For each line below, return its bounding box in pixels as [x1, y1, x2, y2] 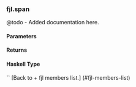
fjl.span [6, 5, 30, 13]
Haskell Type [6, 60, 40, 68]
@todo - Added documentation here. [6, 19, 99, 26]
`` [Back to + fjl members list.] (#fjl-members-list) [6, 74, 130, 81]
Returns [6, 46, 28, 54]
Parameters [6, 32, 37, 40]
